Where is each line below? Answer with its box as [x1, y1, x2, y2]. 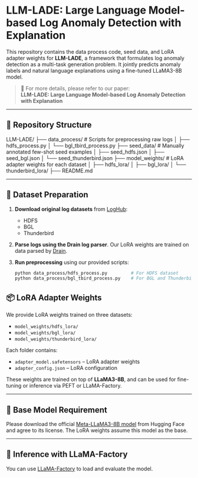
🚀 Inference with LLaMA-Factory [6, 450, 128, 460]
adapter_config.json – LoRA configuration [14, 365, 118, 372]
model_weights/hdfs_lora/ [14, 324, 78, 330]
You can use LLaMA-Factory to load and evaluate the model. [6, 465, 153, 472]
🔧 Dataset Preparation [6, 190, 88, 200]
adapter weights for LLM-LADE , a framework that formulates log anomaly [6, 54, 184, 61]
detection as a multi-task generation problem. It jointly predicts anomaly [6, 60, 181, 68]
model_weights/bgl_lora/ [14, 330, 76, 336]
